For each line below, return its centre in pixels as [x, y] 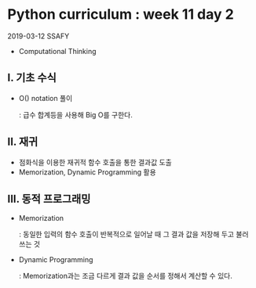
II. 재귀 [23, 142]
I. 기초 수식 [32, 78]
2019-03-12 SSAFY [38, 36]
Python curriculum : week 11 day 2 [121, 14]
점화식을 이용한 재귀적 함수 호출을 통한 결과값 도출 [95, 162]
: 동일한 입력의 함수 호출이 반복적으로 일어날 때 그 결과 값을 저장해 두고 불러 [133, 234]
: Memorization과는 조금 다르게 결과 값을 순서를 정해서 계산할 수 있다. [125, 276]
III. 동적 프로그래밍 [49, 198]
